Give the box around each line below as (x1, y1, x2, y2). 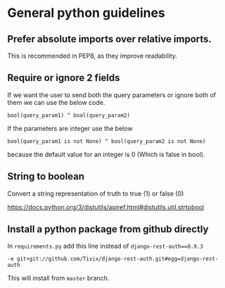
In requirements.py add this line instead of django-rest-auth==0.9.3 (7, 242, 204, 251)
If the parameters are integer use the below (7, 124, 133, 132)
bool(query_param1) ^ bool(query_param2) (7, 111, 131, 119)
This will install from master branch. (7, 274, 110, 282)
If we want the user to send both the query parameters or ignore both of (7, 90, 217, 99)
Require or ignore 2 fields (7, 72, 121, 84)
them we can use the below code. (7, 98, 105, 106)
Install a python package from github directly (7, 223, 209, 235)
